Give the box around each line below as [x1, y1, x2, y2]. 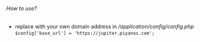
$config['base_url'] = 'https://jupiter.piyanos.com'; [14, 30, 155, 37]
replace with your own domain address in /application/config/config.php [14, 23, 195, 30]
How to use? [6, 5, 37, 12]
